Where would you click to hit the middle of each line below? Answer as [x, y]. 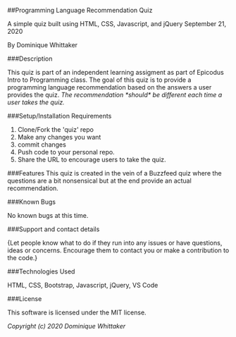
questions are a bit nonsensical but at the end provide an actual [99, 180]
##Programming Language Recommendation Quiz [80, 10]
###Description [30, 59]
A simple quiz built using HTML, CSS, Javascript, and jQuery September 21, [117, 24]
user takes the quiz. [36, 102]
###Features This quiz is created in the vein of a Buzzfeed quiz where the [114, 173]
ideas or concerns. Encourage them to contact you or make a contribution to [118, 250]
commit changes [42, 145]
